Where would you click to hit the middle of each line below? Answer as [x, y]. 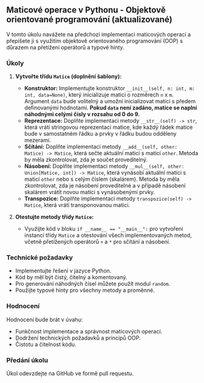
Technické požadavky [40, 258]
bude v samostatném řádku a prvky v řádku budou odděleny [100, 134]
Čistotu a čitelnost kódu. [46, 344]
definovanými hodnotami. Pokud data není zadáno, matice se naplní [111, 108]
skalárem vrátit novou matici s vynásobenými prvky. [89, 192]
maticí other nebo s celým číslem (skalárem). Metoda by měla [102, 179]
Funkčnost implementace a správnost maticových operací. [89, 331]
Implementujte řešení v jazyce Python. [63, 271]
